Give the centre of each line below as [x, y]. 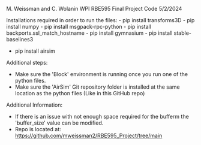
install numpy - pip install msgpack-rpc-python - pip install [79, 27]
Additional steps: [27, 63]
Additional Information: [34, 105]
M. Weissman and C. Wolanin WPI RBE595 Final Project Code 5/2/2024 [94, 9]
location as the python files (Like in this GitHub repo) [80, 93]
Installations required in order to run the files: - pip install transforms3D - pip [100, 20]
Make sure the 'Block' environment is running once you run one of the [101, 74]
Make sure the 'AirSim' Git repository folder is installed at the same [97, 87]
